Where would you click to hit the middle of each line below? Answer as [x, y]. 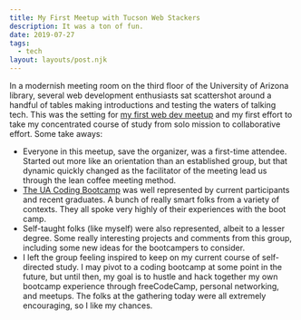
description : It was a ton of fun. [77, 26]
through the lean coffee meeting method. [99, 180]
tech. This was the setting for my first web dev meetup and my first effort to [151, 115]
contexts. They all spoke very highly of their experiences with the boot [154, 209]
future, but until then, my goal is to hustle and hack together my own [150, 276]
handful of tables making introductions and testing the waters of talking [143, 105]
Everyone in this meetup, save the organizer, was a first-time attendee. [155, 151]
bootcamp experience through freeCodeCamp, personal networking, [150, 286]
